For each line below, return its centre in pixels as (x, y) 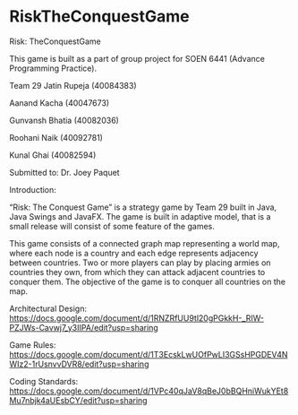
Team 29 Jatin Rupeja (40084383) (73, 85)
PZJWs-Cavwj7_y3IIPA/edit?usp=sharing (84, 327)
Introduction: (33, 189)
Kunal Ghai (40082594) (53, 155)
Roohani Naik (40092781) (56, 137)
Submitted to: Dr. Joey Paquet (64, 172)
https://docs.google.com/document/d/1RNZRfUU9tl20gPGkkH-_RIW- (136, 318)
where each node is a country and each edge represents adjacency (134, 253)
